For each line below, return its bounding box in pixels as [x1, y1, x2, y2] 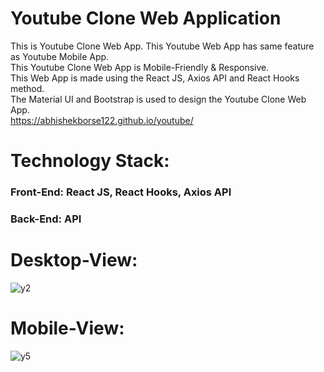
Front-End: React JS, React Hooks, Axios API [10, 185, 232, 199]
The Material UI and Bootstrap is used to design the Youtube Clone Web [10, 93, 307, 105]
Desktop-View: [10, 249, 138, 272]
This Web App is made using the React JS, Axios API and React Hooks [10, 72, 300, 84]
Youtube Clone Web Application [10, 7, 282, 30]
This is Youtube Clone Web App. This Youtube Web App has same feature [10, 40, 315, 52]
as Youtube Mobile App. [10, 50, 110, 62]
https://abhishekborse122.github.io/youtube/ [10, 114, 194, 126]
